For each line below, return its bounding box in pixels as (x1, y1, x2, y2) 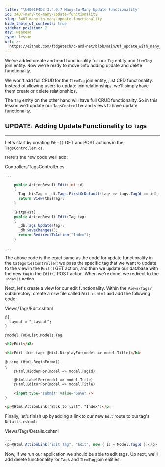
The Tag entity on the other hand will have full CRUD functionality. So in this (5, 97, 158, 103)
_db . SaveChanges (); (18, 228, 58, 233)
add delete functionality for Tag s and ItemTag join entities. (5, 456, 121, 462)
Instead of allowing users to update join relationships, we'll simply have (5, 82, 149, 89)
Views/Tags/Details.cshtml (5, 428, 59, 434)
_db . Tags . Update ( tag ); (18, 223, 65, 228)
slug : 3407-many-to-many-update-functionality (5, 16, 102, 21)
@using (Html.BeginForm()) (5, 359, 60, 364)
